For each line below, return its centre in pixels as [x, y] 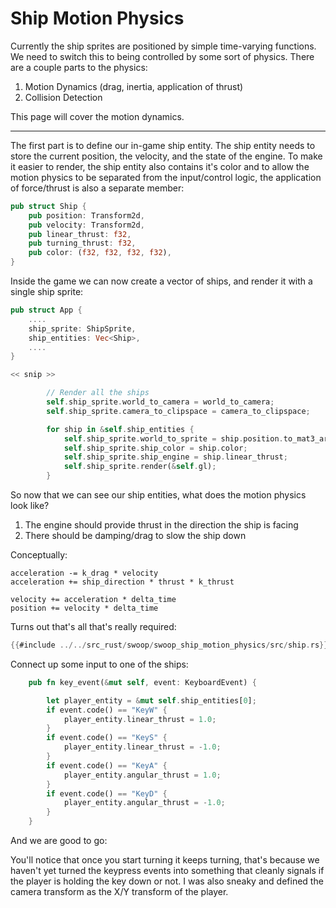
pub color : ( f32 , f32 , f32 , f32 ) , [100, 253]
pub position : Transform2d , [86, 215]
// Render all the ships [98, 393]
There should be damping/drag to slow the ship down [135, 536]
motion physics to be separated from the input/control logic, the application [166, 177]
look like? [30, 506]
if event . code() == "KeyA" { [107, 765]
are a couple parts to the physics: [79, 67]
